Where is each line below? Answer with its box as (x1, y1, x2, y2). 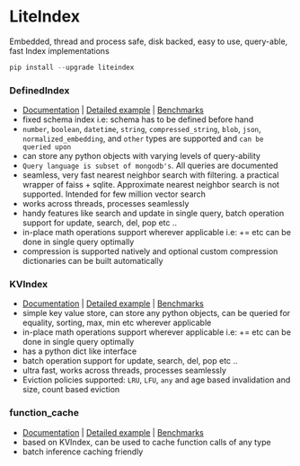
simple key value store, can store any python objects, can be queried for (22, 308, 291, 319)
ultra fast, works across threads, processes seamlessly (22, 365, 227, 376)
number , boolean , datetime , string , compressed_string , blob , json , (22, 124, 262, 135)
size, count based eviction (22, 384, 120, 395)
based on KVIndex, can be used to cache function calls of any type (22, 436, 271, 447)
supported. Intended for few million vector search (22, 189, 207, 199)
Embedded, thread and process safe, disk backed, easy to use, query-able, (9, 36, 288, 47)
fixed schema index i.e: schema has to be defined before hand (22, 114, 254, 125)
